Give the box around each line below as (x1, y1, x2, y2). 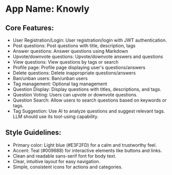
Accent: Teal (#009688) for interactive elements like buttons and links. (12, 147, 162, 153)
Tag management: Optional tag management (12, 81, 107, 87)
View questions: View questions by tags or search (12, 59, 119, 65)
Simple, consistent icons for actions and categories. (12, 164, 123, 170)
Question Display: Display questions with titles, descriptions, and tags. (12, 86, 162, 92)
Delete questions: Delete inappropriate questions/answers (12, 70, 136, 76)
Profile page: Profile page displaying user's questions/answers (12, 65, 145, 70)
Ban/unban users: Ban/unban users (12, 75, 88, 81)
